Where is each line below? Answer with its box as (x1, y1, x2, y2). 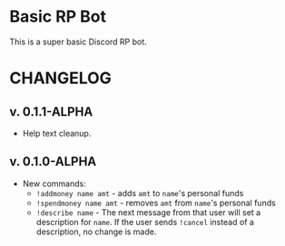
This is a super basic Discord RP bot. (9, 36, 147, 47)
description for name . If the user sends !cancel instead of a (35, 216, 254, 227)
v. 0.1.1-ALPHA (9, 104, 93, 119)
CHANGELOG (9, 68, 112, 89)
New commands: (22, 178, 86, 189)
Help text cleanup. (22, 128, 92, 138)
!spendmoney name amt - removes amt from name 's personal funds (35, 197, 277, 208)
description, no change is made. (35, 226, 157, 237)
